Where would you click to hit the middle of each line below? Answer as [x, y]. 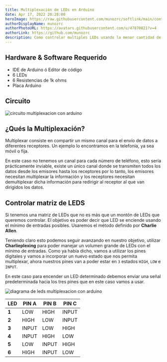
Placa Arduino [27, 86]
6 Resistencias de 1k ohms [40, 80]
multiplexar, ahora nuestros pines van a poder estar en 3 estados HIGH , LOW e [83, 262]
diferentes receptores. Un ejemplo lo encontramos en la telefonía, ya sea [80, 146]
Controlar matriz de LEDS [45, 203]
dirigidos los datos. [25, 187]
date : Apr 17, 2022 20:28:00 [35, 14]
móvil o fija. [17, 151]
